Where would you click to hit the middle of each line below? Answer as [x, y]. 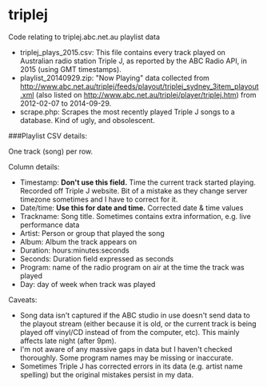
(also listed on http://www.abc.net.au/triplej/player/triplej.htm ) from [146, 94]
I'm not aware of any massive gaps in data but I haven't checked [126, 349]
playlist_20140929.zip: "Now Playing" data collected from [115, 78]
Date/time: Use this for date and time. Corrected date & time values [132, 207]
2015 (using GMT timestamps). [70, 69]
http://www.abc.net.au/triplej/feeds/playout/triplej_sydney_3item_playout [139, 86]
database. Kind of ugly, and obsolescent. [88, 120]
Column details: [34, 166]
